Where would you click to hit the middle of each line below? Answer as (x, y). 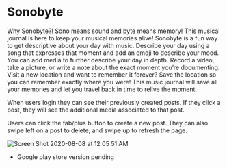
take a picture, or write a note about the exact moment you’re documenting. (113, 67)
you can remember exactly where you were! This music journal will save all (112, 82)
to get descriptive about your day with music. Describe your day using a (108, 45)
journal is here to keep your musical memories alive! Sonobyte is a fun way (112, 38)
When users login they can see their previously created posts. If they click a (114, 102)
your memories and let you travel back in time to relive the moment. (102, 89)
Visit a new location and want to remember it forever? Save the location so (112, 74)
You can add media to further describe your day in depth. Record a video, (111, 60)
